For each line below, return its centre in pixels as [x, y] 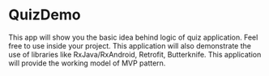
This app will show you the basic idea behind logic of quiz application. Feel [133, 37]
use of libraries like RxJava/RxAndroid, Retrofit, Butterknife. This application [135, 54]
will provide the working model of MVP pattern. [87, 63]
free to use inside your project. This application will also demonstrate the [130, 45]
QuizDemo [45, 15]
